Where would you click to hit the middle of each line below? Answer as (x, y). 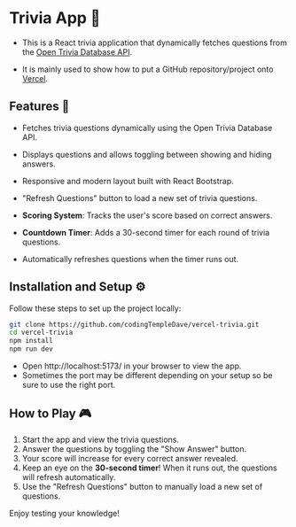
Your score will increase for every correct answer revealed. (130, 458)
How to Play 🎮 (51, 414)
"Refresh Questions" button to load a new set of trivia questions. (140, 198)
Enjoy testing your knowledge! (64, 513)
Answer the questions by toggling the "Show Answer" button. (134, 449)
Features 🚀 (39, 107)
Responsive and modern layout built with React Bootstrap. (128, 181)
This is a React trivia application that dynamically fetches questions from (155, 43)
